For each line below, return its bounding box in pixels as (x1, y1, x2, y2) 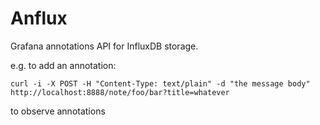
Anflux (10, 7, 68, 30)
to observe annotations (10, 105, 106, 117)
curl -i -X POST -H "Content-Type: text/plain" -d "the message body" (10, 78, 311, 89)
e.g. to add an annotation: (10, 59, 117, 71)
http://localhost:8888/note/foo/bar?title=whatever (10, 87, 230, 97)
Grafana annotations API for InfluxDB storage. (10, 40, 199, 52)
